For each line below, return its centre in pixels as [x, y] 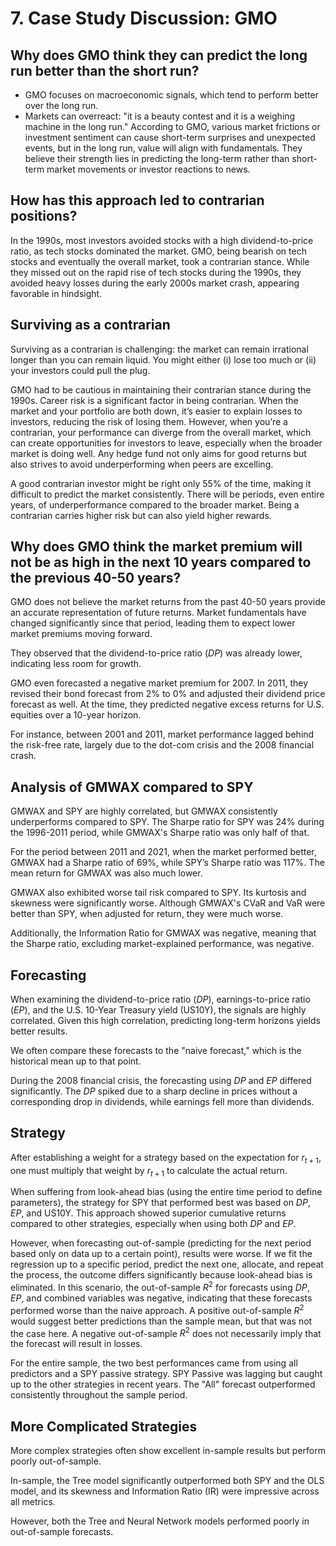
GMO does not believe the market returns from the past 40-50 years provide [168, 602]
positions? [44, 216]
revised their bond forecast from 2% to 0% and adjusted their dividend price [168, 694]
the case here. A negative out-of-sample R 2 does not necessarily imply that [166, 1332]
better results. [39, 1031]
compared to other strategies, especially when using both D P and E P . [153, 1224]
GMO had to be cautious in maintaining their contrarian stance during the [161, 389]
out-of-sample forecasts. [62, 1532]
